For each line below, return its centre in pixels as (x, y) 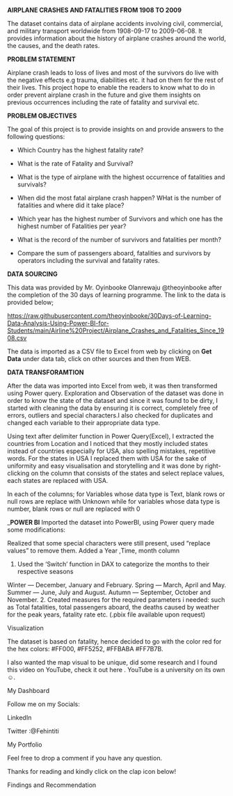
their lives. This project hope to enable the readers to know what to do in (111, 87)
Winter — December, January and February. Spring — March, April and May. (117, 585)
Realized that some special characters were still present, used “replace (109, 543)
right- (213, 466)
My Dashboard (29, 691)
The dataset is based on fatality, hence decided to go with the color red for (114, 642)
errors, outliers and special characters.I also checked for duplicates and (110, 415)
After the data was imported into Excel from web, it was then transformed (112, 386)
